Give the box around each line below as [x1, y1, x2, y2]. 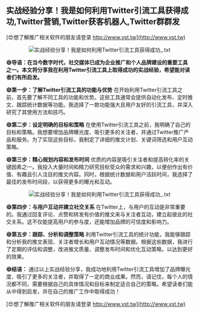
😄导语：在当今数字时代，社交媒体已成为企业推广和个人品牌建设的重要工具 [6, 59, 188, 66]
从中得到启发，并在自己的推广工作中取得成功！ [6, 288, 120, 295]
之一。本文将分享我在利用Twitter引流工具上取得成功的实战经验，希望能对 [6, 66, 185, 73]
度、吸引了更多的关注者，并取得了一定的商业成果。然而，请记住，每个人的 [6, 273, 188, 280]
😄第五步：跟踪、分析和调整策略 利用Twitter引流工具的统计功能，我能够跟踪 [6, 231, 191, 238]
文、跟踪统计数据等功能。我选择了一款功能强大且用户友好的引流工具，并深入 [6, 101, 193, 108]
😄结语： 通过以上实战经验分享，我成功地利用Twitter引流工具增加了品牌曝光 [6, 266, 191, 273]
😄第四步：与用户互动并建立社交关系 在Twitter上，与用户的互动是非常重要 [6, 203, 185, 210]
